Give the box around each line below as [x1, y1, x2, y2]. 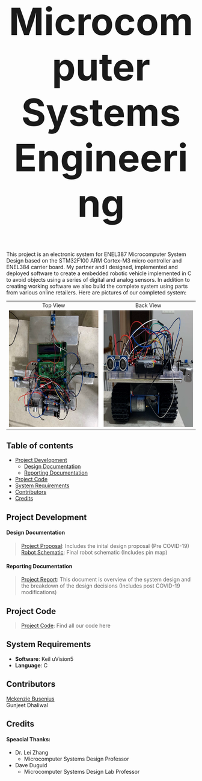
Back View [135, 302, 162, 309]
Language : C [14, 661, 48, 669]
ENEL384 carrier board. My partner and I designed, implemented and [6, 264, 179, 270]
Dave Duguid [14, 762, 47, 769]
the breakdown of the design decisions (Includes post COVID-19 [20, 582, 180, 589]
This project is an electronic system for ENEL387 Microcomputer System [6, 251, 186, 258]
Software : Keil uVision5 [14, 655, 74, 663]
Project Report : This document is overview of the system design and [20, 576, 191, 583]
